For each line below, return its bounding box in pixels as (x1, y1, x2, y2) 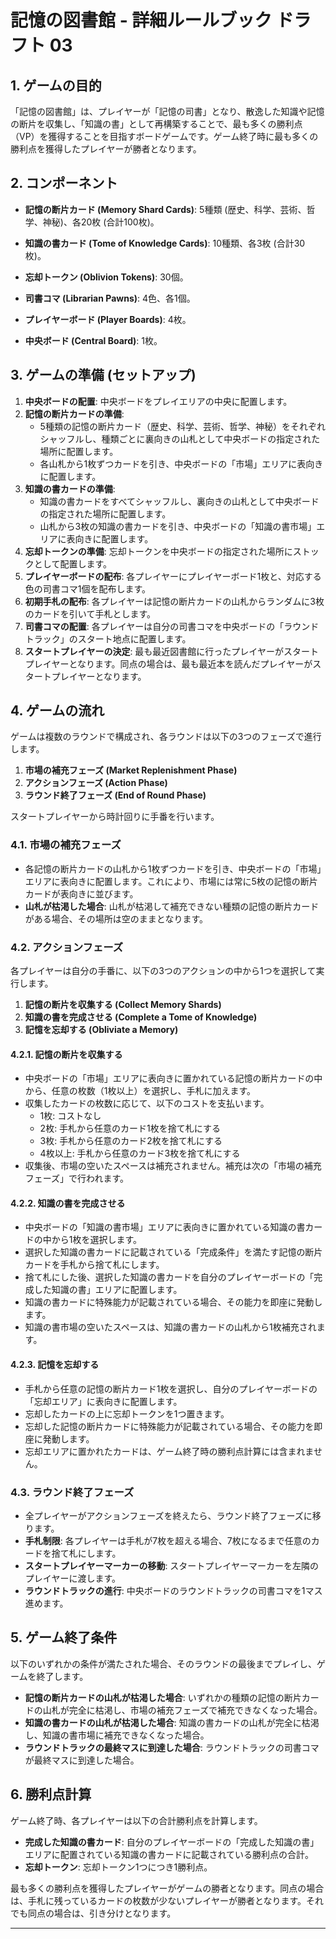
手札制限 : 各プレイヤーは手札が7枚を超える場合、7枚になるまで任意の (24, 1534, 312, 1546)
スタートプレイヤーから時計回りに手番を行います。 (10, 811, 220, 823)
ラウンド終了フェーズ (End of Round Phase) (24, 789, 207, 801)
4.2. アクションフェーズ (10, 940, 124, 954)
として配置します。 (33, 557, 112, 570)
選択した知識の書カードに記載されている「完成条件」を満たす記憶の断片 (24, 1246, 323, 1258)
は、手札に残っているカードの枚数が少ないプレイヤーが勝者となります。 (10, 1894, 307, 1906)
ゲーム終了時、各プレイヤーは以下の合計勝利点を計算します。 (10, 1814, 263, 1826)
